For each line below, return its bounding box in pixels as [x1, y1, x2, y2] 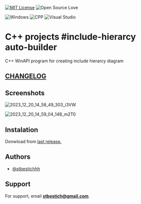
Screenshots [5, 89, 45, 97]
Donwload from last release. [5, 138, 62, 144]
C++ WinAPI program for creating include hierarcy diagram [5, 58, 124, 64]
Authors [5, 153, 31, 161]
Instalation [5, 126, 38, 134]
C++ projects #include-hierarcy [5, 31, 136, 43]
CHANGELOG [5, 72, 46, 80]
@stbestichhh [12, 166, 40, 172]
